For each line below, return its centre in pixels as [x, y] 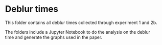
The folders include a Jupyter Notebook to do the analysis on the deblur [78, 32]
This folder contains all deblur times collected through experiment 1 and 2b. [81, 22]
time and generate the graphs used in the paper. [54, 37]
